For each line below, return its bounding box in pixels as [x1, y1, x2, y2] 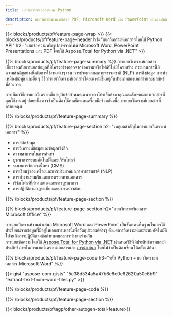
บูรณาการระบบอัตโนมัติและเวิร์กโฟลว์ [12, 156, 75, 163]
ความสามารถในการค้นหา [12, 151, 54, 157]
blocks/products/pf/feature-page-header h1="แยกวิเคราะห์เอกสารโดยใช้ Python [5, 36, 163, 43]
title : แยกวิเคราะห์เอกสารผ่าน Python [5, 7, 72, 13]
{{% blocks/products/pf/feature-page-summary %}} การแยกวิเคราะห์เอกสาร [5, 58, 157, 64]
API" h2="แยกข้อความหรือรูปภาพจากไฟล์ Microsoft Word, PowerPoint [5, 42, 139, 48]
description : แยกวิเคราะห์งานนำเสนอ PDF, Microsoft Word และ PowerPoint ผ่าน [5, 16, 157, 22]
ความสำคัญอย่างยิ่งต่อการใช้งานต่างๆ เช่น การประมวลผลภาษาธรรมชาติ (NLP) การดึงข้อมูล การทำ [5, 70, 167, 76]
